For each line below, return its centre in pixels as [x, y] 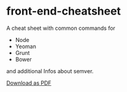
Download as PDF [29, 83]
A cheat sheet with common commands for [61, 28]
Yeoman [26, 46]
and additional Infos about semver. [50, 71]
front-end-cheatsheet [64, 11]
